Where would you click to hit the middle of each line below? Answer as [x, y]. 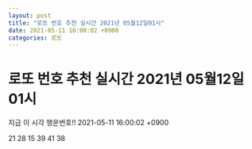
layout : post [30, 15]
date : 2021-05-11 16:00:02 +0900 [64, 30]
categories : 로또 [35, 38]
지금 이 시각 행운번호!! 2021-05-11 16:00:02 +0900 [89, 123]
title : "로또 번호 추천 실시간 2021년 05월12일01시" [87, 23]
